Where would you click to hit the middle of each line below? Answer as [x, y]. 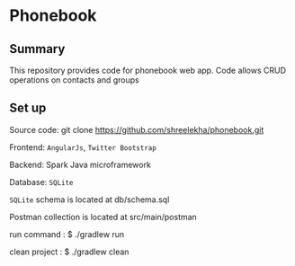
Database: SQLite [41, 182]
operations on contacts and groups [74, 80]
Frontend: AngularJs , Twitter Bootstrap [83, 147]
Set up [28, 108]
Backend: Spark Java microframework [80, 164]
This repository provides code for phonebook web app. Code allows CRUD [147, 70]
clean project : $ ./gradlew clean [69, 252]
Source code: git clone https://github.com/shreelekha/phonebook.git [137, 129]
